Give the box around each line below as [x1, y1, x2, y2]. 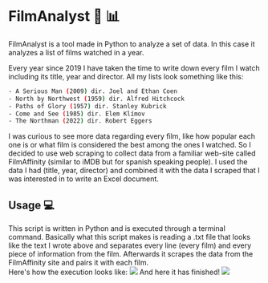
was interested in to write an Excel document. [8, 174, 159, 184]
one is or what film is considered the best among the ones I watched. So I [8, 140, 251, 150]
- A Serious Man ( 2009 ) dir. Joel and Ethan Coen [8, 87, 178, 95]
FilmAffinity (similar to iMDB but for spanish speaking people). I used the [8, 157, 248, 167]
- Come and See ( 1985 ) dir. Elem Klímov [8, 110, 146, 118]
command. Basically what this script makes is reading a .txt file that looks [8, 232, 251, 242]
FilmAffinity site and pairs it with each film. [8, 258, 149, 268]
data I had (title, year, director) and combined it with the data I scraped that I [8, 166, 260, 176]
